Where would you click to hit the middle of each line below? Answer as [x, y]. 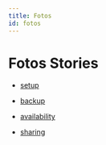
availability [38, 117]
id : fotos [25, 23]
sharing [33, 132]
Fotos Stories [53, 63]
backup [33, 101]
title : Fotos [30, 16]
